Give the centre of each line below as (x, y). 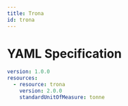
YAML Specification (64, 54)
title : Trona (26, 13)
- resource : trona (39, 85)
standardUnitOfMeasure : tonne (62, 97)
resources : (22, 78)
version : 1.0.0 (29, 72)
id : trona (21, 20)
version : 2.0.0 (41, 91)
